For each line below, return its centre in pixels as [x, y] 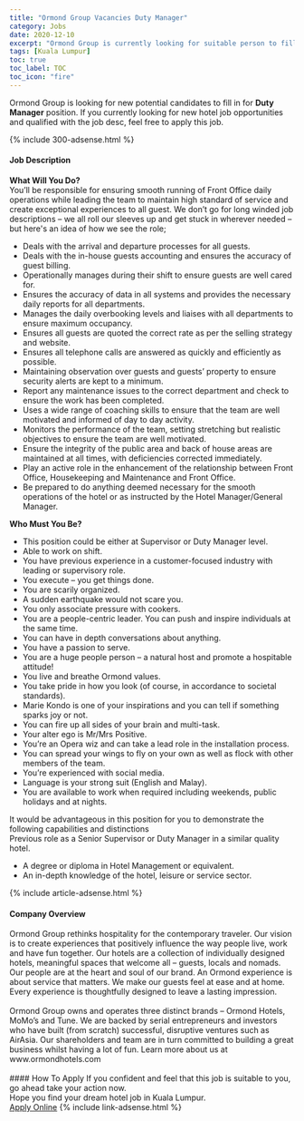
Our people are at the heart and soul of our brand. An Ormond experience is [151, 972]
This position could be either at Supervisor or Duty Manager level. [145, 541]
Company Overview [47, 913]
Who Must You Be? [46, 523]
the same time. [50, 628]
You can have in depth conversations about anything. [122, 638]
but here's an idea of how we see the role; [88, 229]
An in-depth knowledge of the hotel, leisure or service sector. [137, 875]
